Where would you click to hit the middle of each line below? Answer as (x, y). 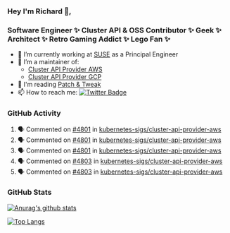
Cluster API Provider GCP (65, 77)
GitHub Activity (34, 114)
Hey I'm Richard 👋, (39, 11)
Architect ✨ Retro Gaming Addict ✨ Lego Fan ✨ (89, 39)
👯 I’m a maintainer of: (48, 62)
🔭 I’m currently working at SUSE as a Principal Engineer (98, 54)
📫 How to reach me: (47, 92)
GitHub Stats (30, 192)
